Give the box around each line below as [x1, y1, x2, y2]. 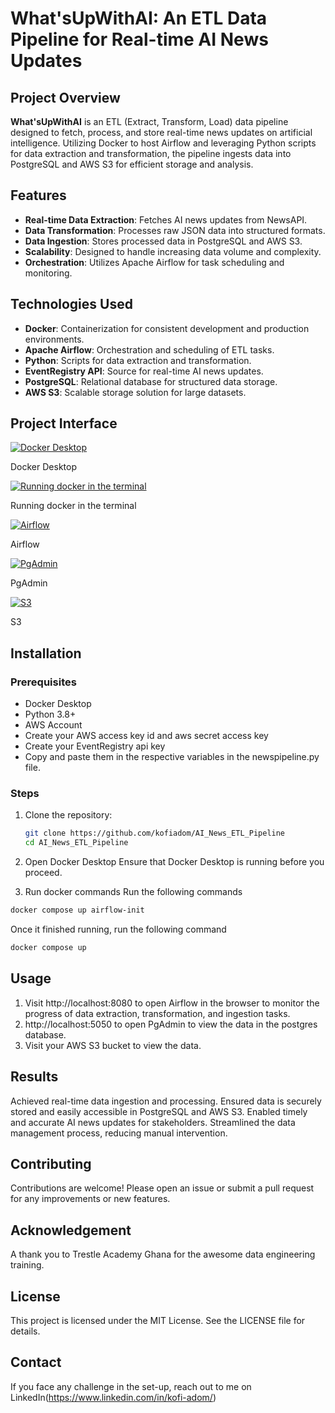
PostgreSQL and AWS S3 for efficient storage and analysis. [10, 158, 254, 170]
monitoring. [24, 267, 73, 279]
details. [10, 1325, 41, 1337]
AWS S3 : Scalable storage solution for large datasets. [24, 386, 247, 398]
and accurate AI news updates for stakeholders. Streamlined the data [10, 1116, 296, 1128]
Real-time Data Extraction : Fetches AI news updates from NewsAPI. [24, 213, 308, 226]
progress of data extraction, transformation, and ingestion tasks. [24, 1007, 291, 1019]
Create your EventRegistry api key [24, 740, 166, 752]
